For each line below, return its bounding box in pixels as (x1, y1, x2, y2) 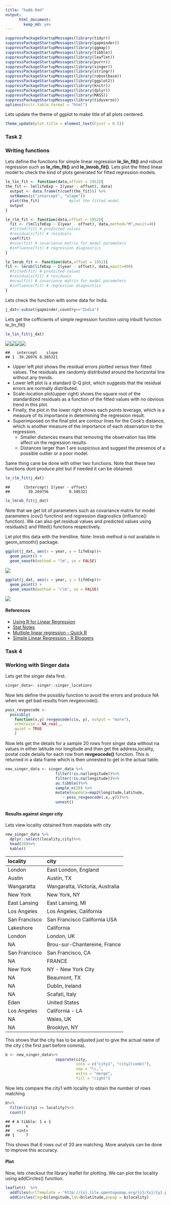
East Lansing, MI (46, 899, 87, 906)
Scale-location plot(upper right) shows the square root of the (12, 391, 141, 397)
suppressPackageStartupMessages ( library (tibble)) (5, 50, 113, 55)
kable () (10, 846, 26, 851)
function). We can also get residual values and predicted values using (5, 519, 152, 525)
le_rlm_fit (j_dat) (5, 476, 44, 481)
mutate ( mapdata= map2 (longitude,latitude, (55, 790, 145, 795)
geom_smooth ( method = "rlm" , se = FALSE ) (10, 586, 99, 592)
